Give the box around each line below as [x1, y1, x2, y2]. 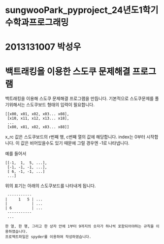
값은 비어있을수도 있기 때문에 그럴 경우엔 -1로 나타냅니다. [20, 140, 130, 146]
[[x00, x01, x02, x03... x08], [5, 112, 69, 117]
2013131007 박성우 [5, 42, 81, 52]
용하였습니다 [5, 229, 26, 234]
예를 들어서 [5, 150, 27, 156]
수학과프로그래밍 [5, 17, 69, 28]
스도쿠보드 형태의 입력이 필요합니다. [26, 102, 95, 108]
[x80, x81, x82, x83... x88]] [7, 125, 69, 130]
